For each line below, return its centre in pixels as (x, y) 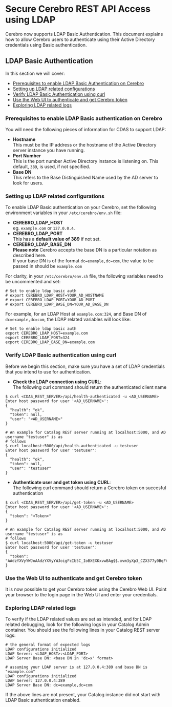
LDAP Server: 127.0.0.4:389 (35, 681)
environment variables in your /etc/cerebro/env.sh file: (63, 213)
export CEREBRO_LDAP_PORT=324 (38, 338)
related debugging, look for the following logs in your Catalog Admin (77, 625)
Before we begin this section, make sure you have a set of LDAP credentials (85, 366)
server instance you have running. (49, 150)
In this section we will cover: (35, 73)
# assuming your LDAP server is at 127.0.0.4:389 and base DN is (76, 667)
